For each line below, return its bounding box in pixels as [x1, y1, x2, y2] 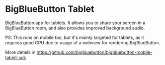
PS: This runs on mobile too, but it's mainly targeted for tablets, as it [5, 34, 144, 40]
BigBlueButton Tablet [5, 3, 94, 15]
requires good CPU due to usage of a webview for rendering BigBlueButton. [5, 39, 161, 45]
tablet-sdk [5, 54, 26, 60]
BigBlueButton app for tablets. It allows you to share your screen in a [5, 20, 146, 26]
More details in [5, 49, 36, 55]
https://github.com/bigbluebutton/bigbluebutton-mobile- [36, 49, 153, 55]
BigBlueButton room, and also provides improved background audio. [5, 25, 145, 31]
